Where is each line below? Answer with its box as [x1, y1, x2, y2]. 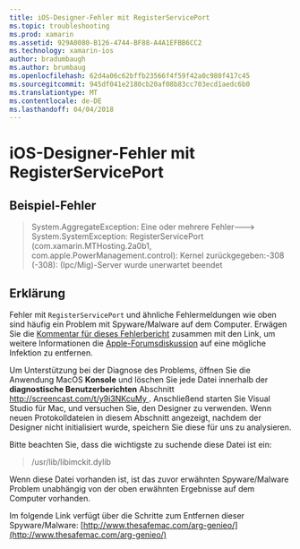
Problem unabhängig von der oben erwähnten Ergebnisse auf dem [9, 484, 255, 494]
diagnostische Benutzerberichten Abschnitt [9, 384, 175, 395]
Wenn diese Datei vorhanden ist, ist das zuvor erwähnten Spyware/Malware [9, 474, 289, 485]
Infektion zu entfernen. [9, 347, 94, 358]
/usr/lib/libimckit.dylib [30, 457, 112, 468]
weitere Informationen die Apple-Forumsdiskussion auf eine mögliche [9, 338, 267, 349]
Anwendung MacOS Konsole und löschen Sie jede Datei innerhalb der [9, 374, 269, 385]
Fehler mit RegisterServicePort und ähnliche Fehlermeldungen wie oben [9, 310, 278, 321]
